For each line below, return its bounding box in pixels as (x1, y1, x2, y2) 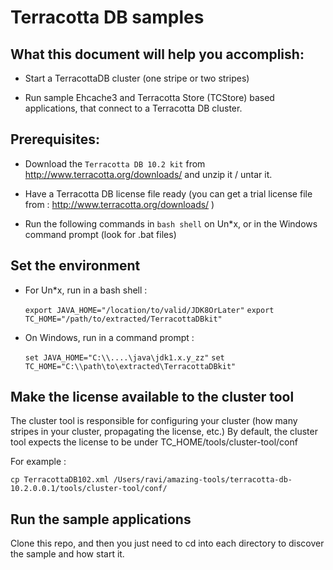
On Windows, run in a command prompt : (24, 331, 195, 343)
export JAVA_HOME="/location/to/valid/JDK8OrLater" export (24, 305, 275, 315)
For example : (10, 456, 67, 468)
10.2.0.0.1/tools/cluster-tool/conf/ (10, 484, 168, 494)
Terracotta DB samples (10, 6, 205, 29)
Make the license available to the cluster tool (10, 389, 295, 406)
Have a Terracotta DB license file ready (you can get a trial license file (24, 187, 313, 200)
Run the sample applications (10, 511, 192, 528)
